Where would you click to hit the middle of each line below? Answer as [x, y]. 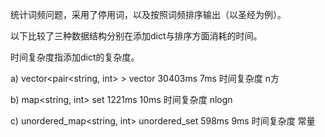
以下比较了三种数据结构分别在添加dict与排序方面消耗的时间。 [136, 36]
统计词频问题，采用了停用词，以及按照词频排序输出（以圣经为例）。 [148, 14]
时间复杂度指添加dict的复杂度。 [75, 57]
